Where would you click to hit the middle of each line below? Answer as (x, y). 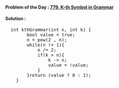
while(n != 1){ (46, 45)
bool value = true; (51, 35)
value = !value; (68, 65)
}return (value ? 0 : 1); (59, 75)
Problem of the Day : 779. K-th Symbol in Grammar (59, 7)
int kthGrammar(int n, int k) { (51, 30)
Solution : (16, 19)
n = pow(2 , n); (47, 40)
